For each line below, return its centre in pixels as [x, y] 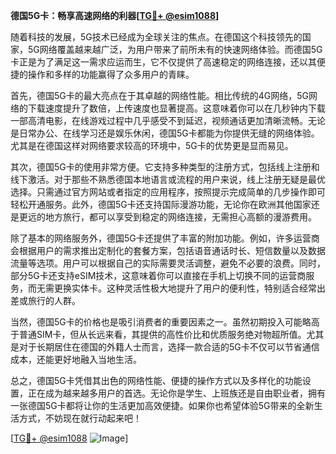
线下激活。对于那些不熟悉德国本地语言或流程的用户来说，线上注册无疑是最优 [168, 179]
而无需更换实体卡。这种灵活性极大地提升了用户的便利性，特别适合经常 [172, 288]
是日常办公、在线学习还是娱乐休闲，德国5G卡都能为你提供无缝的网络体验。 [165, 133]
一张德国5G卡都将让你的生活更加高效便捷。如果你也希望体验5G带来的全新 [162, 405]
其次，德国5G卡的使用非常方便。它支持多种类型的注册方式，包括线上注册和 [165, 167]
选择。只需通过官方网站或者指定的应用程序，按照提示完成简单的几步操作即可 [168, 192]
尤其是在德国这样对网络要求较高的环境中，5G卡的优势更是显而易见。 [152, 145]
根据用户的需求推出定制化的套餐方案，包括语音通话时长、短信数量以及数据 [172, 250]
